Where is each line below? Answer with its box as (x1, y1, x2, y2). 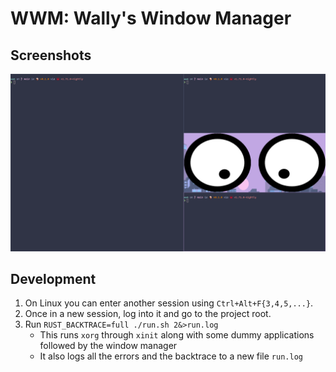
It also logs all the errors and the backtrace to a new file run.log (39, 350, 303, 362)
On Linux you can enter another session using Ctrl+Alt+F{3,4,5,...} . (24, 297, 314, 309)
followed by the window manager (39, 340, 178, 352)
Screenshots (10, 47, 92, 64)
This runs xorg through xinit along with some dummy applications (39, 329, 315, 341)
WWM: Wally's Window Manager (10, 7, 292, 30)
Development (10, 270, 97, 287)
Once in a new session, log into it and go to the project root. (24, 308, 272, 320)
